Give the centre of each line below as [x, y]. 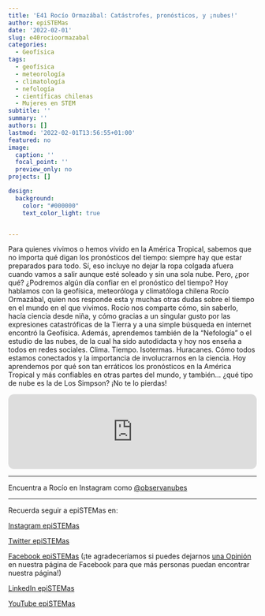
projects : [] [30, 177]
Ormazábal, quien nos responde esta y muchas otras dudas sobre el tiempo [131, 300]
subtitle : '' [30, 111]
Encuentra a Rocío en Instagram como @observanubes [98, 488]
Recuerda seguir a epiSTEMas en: [63, 510]
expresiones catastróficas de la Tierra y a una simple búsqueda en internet [130, 325]
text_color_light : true [62, 213]
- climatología [40, 81]
